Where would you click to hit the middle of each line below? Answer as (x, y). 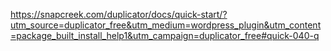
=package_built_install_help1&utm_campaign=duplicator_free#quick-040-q (165, 35)
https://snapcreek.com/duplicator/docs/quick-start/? (119, 14)
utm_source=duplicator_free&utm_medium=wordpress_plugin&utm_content (166, 25)
